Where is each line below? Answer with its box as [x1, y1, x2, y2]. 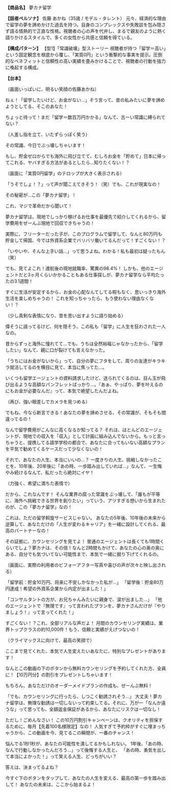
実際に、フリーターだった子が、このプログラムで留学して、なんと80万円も [5, 231, 162, 237]
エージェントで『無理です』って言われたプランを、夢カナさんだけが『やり [9, 603, 166, 609]
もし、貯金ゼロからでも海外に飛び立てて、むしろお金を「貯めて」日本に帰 [5, 153, 162, 159]
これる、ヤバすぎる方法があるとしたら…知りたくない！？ [9, 160, 130, 165]
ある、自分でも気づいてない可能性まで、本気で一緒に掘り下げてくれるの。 [5, 551, 162, 557]
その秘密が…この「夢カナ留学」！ [5, 192, 77, 198]
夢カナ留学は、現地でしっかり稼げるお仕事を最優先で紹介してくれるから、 [5, 214, 162, 219]
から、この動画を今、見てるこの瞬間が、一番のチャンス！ [14, 730, 135, 736]
